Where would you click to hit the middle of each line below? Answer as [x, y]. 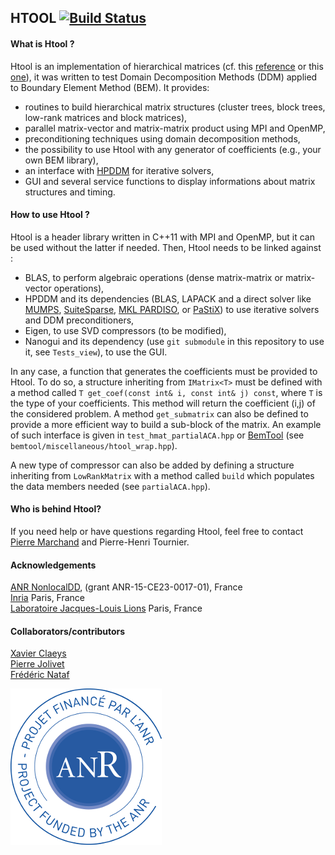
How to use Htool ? [50, 215]
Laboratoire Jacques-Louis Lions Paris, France [106, 608]
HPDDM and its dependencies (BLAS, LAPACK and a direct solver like [168, 298]
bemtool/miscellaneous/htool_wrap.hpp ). [94, 445]
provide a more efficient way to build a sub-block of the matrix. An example [166, 424]
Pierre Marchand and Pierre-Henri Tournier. [100, 542]
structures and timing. [70, 192]
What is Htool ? [42, 43]
